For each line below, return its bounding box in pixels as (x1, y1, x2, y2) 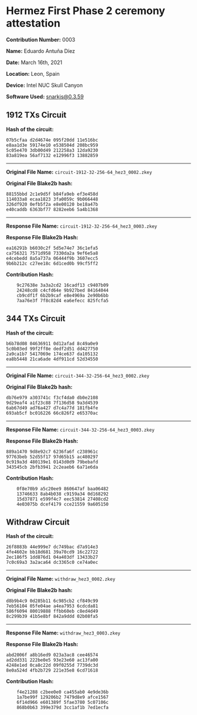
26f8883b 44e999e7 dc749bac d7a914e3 (6, 544, 98, 550)
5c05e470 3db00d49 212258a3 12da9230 (6, 147, 98, 153)
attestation (6, 16, 60, 30)
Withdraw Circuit (6, 517, 70, 527)
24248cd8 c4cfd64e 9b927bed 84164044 (16, 287, 109, 293)
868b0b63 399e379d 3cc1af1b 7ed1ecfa (16, 704, 109, 711)
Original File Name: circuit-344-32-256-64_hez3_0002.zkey (6, 372, 150, 379)
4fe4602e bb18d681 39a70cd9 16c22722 (6, 549, 98, 555)
